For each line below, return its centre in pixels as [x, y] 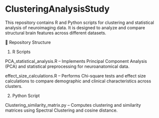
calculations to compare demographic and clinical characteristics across [78, 81]
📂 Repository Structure [28, 42]
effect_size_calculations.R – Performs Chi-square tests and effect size [75, 76]
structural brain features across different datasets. [56, 33]
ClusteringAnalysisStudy [57, 9]
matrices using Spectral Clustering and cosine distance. [61, 110]
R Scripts [21, 52]
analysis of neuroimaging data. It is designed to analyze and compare [75, 27]
